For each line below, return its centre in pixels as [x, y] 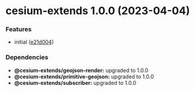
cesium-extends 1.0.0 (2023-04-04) [98, 11]
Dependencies [27, 57]
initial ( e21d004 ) [34, 42]
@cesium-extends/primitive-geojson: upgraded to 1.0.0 [84, 76]
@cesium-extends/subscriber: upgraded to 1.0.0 [75, 83]
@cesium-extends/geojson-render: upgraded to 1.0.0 [81, 70]
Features [19, 29]
